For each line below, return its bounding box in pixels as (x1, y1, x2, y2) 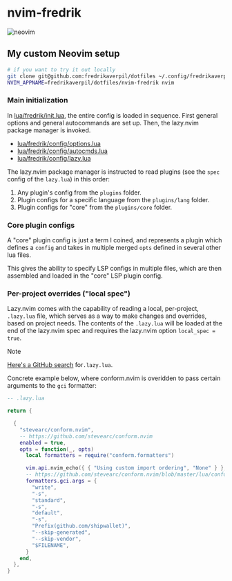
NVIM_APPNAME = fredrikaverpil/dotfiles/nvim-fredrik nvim (7, 79, 175, 86)
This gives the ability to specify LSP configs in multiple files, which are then (7, 264, 222, 272)
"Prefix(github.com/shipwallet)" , (32, 523, 131, 530)
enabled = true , (19, 439, 67, 446)
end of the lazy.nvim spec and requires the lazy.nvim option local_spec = (7, 327, 216, 335)
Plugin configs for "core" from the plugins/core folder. (17, 203, 173, 211)
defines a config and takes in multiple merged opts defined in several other (7, 243, 221, 251)
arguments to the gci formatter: (7, 382, 97, 390)
